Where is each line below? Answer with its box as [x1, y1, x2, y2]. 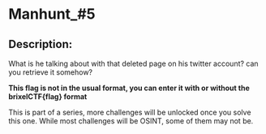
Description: [8, 37, 73, 51]
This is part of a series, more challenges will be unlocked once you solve [8, 107, 251, 117]
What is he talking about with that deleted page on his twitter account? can [8, 58, 259, 68]
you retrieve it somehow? [8, 67, 93, 77]
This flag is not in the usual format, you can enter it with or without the [8, 83, 250, 93]
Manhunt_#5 [8, 5, 96, 24]
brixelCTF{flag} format [8, 92, 88, 102]
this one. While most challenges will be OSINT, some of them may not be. [8, 116, 254, 126]
